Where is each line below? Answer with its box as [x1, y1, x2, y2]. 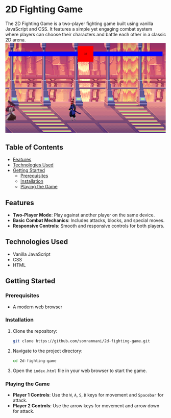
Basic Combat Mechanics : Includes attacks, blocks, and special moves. [12, 217, 165, 224]
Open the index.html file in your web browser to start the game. [12, 367, 147, 374]
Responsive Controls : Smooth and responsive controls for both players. [12, 223, 165, 229]
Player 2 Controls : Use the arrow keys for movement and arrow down [12, 402, 160, 409]
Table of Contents [5, 143, 64, 152]
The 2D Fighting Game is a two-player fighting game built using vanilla [5, 20, 154, 27]
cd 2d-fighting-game [12, 358, 57, 363]
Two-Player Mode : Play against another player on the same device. [12, 212, 155, 218]
